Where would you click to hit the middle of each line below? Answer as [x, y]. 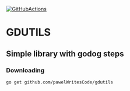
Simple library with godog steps [65, 54]
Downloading [25, 70]
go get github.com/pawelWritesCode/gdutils [60, 82]
